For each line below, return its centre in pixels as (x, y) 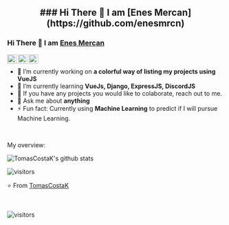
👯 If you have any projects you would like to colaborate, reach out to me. (119, 93)
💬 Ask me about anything (54, 100)
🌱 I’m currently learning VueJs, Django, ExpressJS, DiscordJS (106, 86)
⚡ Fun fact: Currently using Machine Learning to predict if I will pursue (117, 108)
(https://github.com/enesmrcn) (116, 24)
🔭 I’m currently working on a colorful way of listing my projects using (116, 71)
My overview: (26, 144)
